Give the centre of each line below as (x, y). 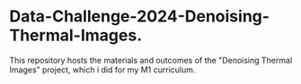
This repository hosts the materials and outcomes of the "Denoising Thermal (151, 60)
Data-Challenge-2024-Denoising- (140, 17)
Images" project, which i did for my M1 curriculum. (102, 70)
